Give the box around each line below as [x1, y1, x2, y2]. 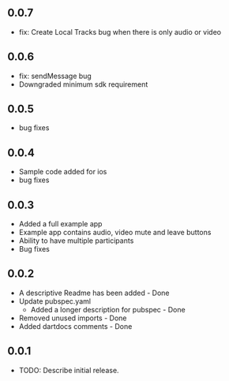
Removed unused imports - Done [18, 313, 127, 323]
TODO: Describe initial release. [18, 365, 119, 375]
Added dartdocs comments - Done [18, 321, 133, 331]
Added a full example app [18, 219, 103, 229]
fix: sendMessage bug [18, 71, 92, 80]
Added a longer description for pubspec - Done [30, 304, 186, 314]
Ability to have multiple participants [18, 236, 134, 245]
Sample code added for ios [18, 167, 107, 177]
